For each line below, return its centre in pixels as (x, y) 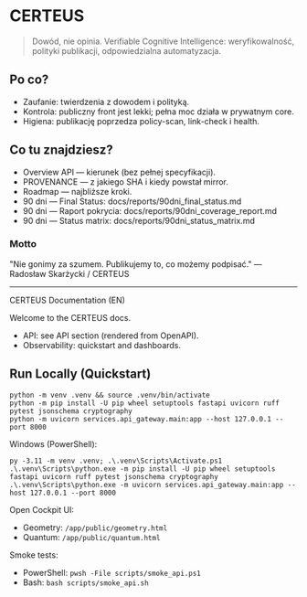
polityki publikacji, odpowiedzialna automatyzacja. (127, 50)
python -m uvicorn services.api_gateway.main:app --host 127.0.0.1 (141, 419)
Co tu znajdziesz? (62, 150)
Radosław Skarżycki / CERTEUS (69, 273)
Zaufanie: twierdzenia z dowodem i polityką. (106, 101)
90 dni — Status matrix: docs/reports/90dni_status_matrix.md (139, 220)
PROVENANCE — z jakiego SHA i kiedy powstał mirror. (125, 181)
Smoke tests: (34, 555)
